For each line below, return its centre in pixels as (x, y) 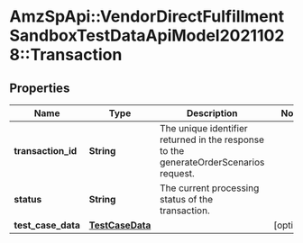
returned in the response (211, 139)
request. (177, 173)
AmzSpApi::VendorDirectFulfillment (147, 17)
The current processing (209, 188)
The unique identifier (203, 128)
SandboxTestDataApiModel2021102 (147, 36)
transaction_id (46, 151)
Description (212, 113)
